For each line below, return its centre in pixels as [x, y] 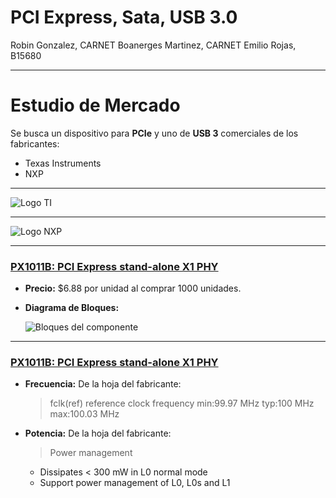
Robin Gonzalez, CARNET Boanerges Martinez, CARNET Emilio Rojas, [153, 45]
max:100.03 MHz [84, 414]
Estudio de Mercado [95, 105]
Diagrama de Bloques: [72, 308]
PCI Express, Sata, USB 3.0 [124, 17]
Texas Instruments [63, 163]
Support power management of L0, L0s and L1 [135, 483]
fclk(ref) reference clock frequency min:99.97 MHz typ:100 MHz [182, 403]
